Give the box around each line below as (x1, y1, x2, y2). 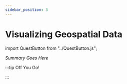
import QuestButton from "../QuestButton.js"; (5, 45, 97, 51)
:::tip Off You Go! (5, 64, 39, 70)
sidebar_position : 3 (5, 7, 48, 12)
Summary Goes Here (5, 55, 48, 61)
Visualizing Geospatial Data (5, 28, 122, 40)
